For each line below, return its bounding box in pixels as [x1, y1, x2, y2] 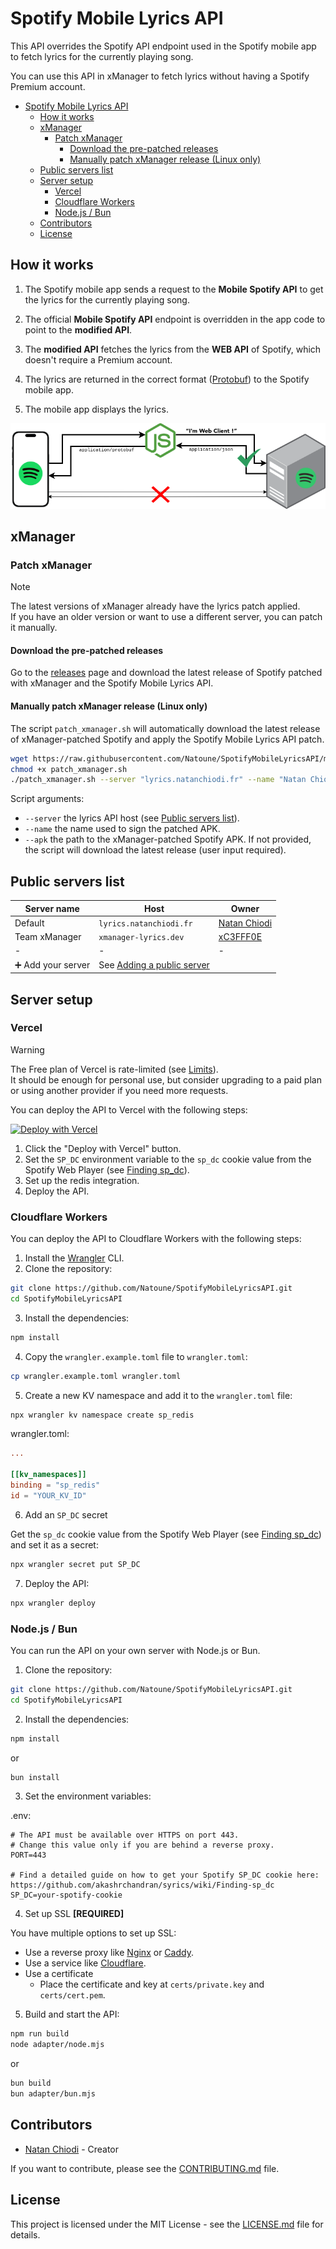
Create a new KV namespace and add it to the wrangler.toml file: [24, 1389, 293, 1401]
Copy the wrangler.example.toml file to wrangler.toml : [24, 1350, 248, 1362]
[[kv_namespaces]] [10, 1470, 87, 1480]
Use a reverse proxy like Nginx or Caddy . [24, 1947, 194, 1959]
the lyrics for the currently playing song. [24, 293, 190, 306]
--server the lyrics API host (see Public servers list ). [24, 812, 240, 824]
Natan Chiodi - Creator [24, 2143, 120, 2155]
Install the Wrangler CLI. [24, 1252, 125, 1264]
